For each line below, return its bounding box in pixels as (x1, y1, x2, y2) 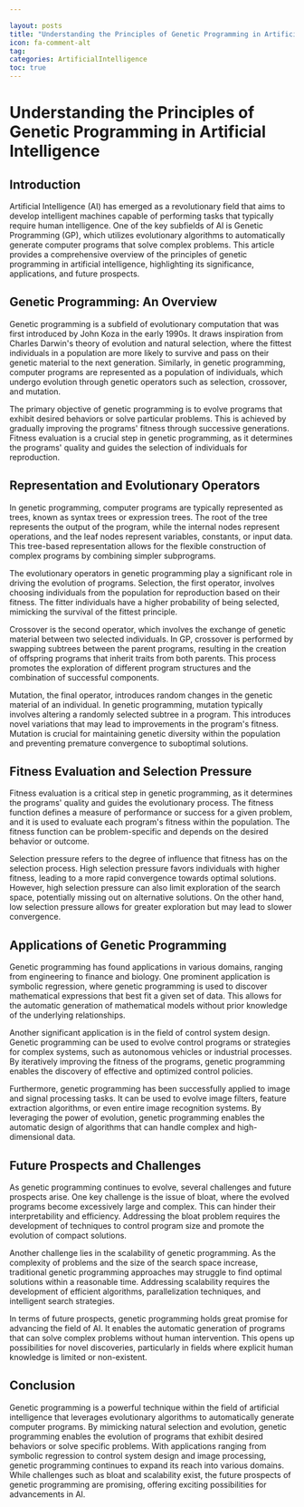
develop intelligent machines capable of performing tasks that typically (9, 210, 274, 221)
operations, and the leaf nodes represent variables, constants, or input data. (9, 531, 293, 542)
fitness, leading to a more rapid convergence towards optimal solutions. (9, 873, 277, 884)
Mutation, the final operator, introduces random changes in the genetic (9, 690, 273, 700)
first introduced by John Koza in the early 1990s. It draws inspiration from (9, 328, 283, 339)
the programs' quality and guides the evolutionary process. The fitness (9, 797, 274, 808)
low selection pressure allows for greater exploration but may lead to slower (9, 902, 292, 913)
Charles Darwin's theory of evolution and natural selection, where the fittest (9, 337, 292, 349)
